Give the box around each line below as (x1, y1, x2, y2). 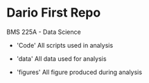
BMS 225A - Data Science (6, 28, 81, 36)
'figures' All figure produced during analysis (16, 68, 143, 76)
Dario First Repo (6, 5, 101, 21)
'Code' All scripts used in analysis (16, 41, 114, 49)
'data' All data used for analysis (16, 54, 107, 63)
